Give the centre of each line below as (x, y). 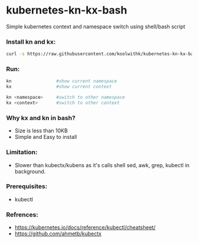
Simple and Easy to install (46, 137)
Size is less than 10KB (41, 131)
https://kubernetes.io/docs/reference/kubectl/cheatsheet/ (85, 228)
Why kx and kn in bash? (41, 118)
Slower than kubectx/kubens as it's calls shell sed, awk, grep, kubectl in (102, 165)
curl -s (16, 54)
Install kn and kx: (31, 42)
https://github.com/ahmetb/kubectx (58, 234)
